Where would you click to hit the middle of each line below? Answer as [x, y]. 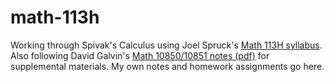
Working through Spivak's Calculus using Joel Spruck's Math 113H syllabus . [166, 45]
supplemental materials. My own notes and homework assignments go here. [167, 66]
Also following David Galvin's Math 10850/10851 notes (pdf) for [140, 55]
